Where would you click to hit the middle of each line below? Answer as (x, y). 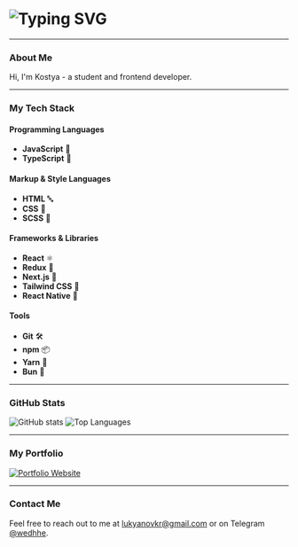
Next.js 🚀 (39, 277)
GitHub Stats (37, 402)
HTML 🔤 (38, 199)
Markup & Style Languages (60, 178)
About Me (31, 58)
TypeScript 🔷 (47, 159)
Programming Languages (57, 129)
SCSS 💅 (36, 218)
